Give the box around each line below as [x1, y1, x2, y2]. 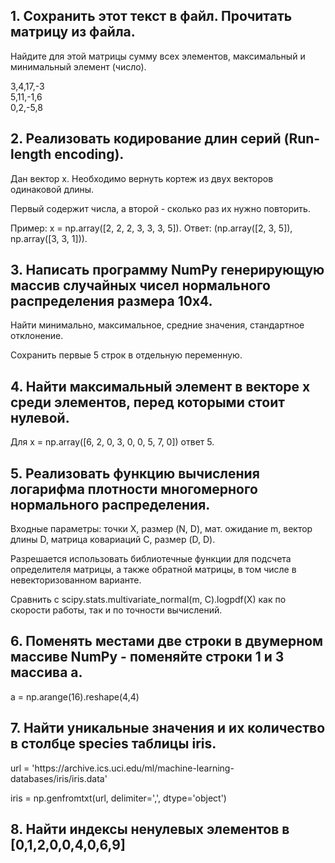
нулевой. [10, 409, 70, 426]
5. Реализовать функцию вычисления [10, 465, 260, 482]
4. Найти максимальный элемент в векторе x [10, 378, 311, 395]
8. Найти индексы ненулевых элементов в [10, 821, 290, 838]
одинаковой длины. [10, 183, 95, 195]
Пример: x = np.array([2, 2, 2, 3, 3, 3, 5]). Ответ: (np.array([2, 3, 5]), [10, 222, 293, 234]
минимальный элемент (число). [10, 60, 147, 73]
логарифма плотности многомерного [10, 480, 258, 498]
